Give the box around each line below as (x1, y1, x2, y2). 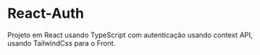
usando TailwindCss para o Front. (7, 38, 116, 47)
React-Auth (7, 5, 84, 22)
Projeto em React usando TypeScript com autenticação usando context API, (7, 30, 253, 40)
